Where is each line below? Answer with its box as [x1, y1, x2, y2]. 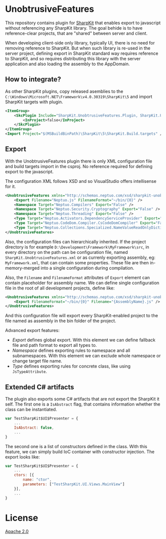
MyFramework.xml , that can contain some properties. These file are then [5, 259, 149, 265]
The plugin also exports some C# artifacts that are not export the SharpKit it [5, 396, 160, 402]
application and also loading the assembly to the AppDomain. [5, 61, 130, 67]
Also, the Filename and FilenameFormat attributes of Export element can [5, 274, 150, 280]
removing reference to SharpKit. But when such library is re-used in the [5, 45, 151, 51]
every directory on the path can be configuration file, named [5, 249, 128, 255]
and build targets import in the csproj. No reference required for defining [5, 163, 153, 169]
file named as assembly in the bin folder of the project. [5, 318, 117, 324]
